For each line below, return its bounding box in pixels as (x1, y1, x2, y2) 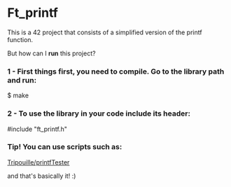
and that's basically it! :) (7, 172, 76, 180)
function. (7, 35, 34, 43)
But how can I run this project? (7, 49, 96, 57)
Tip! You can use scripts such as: (7, 142, 122, 152)
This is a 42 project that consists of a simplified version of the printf (7, 28, 202, 36)
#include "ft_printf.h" (7, 125, 68, 133)
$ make (7, 91, 29, 99)
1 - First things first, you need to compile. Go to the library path (7, 67, 225, 76)
